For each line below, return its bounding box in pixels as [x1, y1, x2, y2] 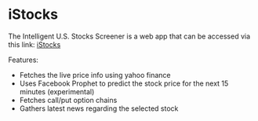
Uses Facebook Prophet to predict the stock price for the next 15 [19, 79, 229, 88]
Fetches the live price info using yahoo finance [19, 70, 171, 79]
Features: [8, 55, 39, 64]
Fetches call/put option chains [19, 95, 118, 104]
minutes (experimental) [19, 86, 95, 96]
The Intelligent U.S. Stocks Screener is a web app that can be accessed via [8, 31, 251, 41]
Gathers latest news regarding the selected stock [19, 104, 179, 113]
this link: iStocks [8, 39, 61, 49]
